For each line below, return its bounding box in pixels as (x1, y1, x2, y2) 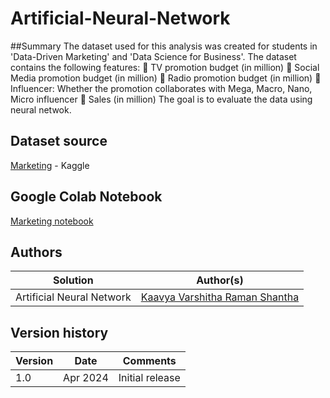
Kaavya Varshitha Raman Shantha (140, 290, 300, 304)
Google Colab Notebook (10, 188, 163, 206)
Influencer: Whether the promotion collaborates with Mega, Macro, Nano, (10, 82, 313, 94)
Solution (53, 273, 94, 287)
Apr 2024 (63, 371, 109, 385)
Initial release (118, 371, 181, 385)
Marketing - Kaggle (10, 159, 90, 171)
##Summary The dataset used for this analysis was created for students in (10, 40, 318, 52)
